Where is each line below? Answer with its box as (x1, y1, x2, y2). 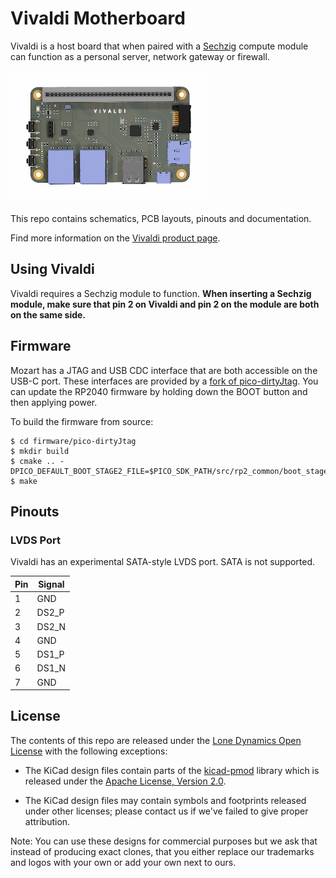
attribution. (24, 815, 71, 827)
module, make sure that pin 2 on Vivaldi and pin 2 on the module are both (10, 298, 320, 310)
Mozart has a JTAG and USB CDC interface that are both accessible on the (10, 364, 318, 376)
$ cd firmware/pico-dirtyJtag (10, 436, 137, 446)
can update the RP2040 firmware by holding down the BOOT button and (10, 385, 308, 397)
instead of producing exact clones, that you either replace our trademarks (10, 845, 315, 857)
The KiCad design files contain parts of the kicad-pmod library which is (24, 764, 320, 776)
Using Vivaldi (10, 261, 95, 278)
